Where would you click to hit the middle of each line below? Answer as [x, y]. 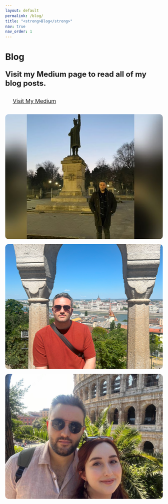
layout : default [22, 10]
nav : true [15, 26]
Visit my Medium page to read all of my [76, 74]
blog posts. [26, 83]
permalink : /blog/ [24, 16]
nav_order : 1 [19, 32]
